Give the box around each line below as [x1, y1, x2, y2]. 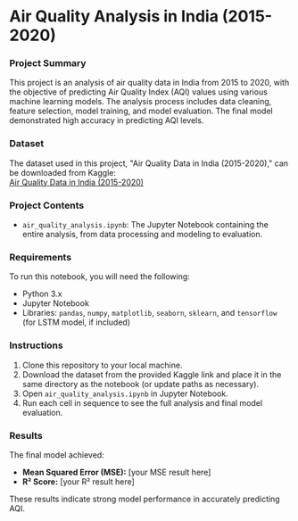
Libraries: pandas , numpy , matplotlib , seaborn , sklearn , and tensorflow [21, 308, 277, 318]
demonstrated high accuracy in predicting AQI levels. [9, 115, 204, 126]
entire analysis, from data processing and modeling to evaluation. [21, 229, 263, 240]
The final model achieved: [9, 449, 104, 460]
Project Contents [9, 199, 85, 211]
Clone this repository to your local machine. [21, 360, 183, 370]
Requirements [9, 252, 72, 263]
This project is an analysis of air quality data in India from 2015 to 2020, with [9, 78, 290, 88]
